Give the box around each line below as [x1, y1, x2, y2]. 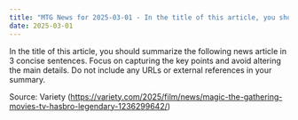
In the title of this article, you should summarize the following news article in [9, 45, 286, 56]
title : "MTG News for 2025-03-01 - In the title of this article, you [9, 12, 276, 22]
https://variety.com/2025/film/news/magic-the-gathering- [70, 91, 283, 102]
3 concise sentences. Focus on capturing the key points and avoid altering [9, 55, 282, 66]
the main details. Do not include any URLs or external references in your [9, 64, 272, 76]
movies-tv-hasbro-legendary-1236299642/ [9, 100, 169, 111]
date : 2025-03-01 [9, 21, 74, 30]
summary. [9, 74, 46, 84]
